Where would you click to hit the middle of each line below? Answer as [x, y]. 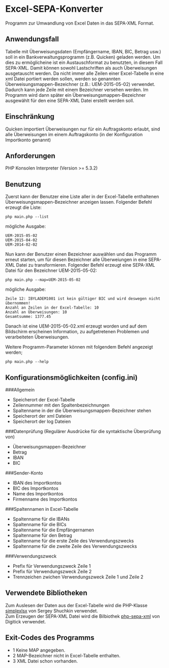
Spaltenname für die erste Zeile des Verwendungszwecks [73, 541]
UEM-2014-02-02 [21, 245]
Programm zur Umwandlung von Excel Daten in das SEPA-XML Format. [80, 23]
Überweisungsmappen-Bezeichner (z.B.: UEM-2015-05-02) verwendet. [80, 84]
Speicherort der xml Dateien [42, 416]
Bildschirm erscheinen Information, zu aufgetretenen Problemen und [77, 332]
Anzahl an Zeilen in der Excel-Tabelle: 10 [52, 308]
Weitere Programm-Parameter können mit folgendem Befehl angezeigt [79, 347]
